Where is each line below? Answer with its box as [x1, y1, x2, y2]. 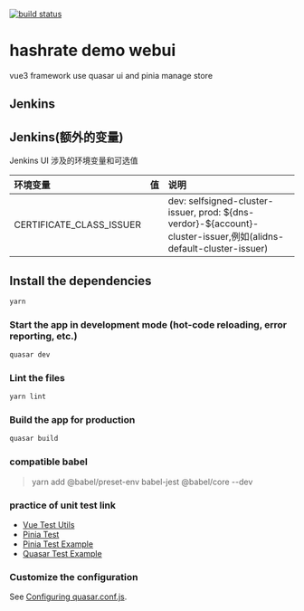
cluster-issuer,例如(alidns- [167, 231, 285, 243]
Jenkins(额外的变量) [9, 129, 124, 145]
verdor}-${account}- [167, 217, 260, 230]
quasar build [9, 434, 59, 444]
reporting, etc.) [9, 329, 78, 342]
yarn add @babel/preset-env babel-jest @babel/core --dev [31, 476, 253, 487]
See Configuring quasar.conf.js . [9, 591, 128, 602]
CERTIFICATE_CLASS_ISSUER [14, 218, 142, 231]
